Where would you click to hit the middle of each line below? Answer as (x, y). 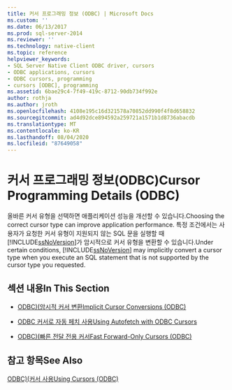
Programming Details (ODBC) (94, 196)
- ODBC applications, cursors (51, 72)
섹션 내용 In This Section (58, 288)
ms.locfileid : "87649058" (45, 144)
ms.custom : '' (28, 20)
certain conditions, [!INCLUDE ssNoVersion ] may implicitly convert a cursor (115, 250)
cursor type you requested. (46, 265)
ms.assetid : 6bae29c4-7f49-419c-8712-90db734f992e (82, 92)
